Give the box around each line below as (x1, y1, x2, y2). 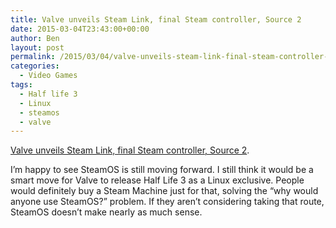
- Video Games (19, 71, 78, 81)
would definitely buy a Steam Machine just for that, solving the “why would (10, 185, 319, 197)
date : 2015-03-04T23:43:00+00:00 (10, 24, 150, 34)
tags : (10, 80, 33, 90)
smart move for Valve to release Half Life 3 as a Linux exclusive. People (10, 174, 305, 186)
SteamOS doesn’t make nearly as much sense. (10, 206, 203, 218)
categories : (10, 61, 60, 71)
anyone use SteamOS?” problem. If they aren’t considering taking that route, (10, 196, 325, 208)
